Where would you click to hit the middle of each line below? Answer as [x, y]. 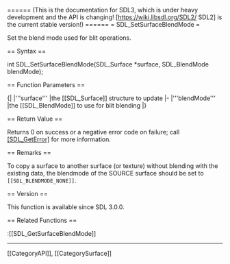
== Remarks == [29, 153]
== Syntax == [27, 51]
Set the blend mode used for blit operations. [69, 38]
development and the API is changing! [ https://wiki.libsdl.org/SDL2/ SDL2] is [115, 17]
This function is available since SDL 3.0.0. [66, 207]
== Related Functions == [42, 220]
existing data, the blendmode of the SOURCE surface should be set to [105, 173]
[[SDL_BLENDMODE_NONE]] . [42, 180]
